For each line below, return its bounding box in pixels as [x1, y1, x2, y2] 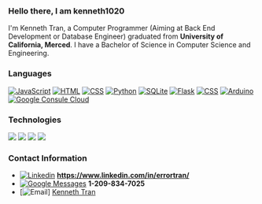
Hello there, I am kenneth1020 [8, 6, 125, 17]
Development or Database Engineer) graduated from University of [8, 32, 224, 41]
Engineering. [8, 49, 50, 58]
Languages [8, 69, 53, 80]
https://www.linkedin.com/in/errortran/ [57, 171, 190, 180]
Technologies [8, 114, 61, 125]
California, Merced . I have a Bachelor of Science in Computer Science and [8, 40, 251, 50]
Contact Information [8, 152, 88, 163]
